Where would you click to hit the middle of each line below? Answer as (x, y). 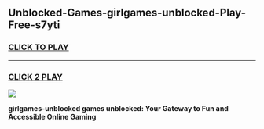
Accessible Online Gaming (52, 116)
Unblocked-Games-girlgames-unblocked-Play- (127, 13)
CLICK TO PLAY (38, 48)
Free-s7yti (34, 25)
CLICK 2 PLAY (35, 77)
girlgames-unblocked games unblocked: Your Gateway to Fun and (119, 108)
